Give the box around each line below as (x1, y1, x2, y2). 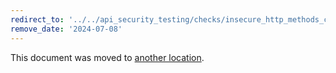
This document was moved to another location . (10, 51, 205, 63)
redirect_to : (10, 14, 65, 25)
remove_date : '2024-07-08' (10, 24, 123, 34)
